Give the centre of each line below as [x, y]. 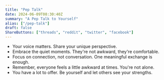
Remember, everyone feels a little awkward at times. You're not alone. [83, 67]
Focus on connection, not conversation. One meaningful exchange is [82, 57]
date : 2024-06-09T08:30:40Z [34, 14]
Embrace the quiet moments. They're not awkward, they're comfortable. [86, 52]
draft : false [19, 28]
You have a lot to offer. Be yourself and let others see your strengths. [82, 72]
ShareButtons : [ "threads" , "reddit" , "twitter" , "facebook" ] [69, 32]
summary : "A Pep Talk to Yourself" [42, 19]
